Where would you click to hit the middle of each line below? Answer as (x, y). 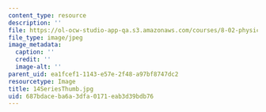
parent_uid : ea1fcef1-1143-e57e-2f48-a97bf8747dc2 (93, 74)
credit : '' (33, 60)
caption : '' (35, 52)
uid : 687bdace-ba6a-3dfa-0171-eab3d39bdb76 (81, 96)
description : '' (35, 23)
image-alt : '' (38, 67)
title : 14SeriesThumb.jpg (51, 89)
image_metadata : (35, 45)
